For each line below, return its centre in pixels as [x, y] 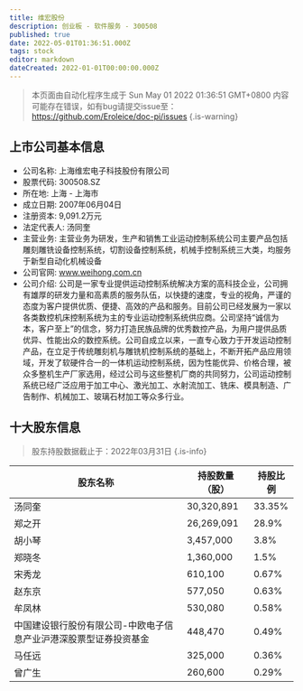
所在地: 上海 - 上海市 [60, 193]
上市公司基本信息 [57, 147]
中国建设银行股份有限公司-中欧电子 [89, 625]
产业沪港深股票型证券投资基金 [87, 639]
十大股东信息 [45, 428]
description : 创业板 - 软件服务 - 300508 [83, 26]
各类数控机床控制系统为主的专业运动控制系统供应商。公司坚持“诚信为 [151, 317]
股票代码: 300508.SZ [61, 182]
